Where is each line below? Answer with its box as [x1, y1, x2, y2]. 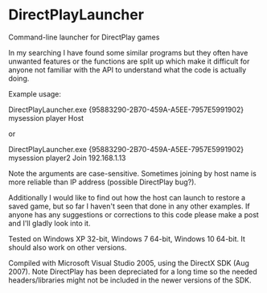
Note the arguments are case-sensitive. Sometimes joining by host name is [8, 168, 257, 178]
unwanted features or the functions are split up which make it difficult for [8, 56, 250, 66]
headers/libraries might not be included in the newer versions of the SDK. [8, 275, 252, 285]
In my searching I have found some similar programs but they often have [8, 47, 249, 57]
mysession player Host [8, 113, 84, 122]
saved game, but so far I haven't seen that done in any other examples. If [8, 201, 251, 211]
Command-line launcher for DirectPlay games [8, 32, 160, 42]
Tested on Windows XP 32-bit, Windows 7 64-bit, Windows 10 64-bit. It [8, 233, 245, 243]
